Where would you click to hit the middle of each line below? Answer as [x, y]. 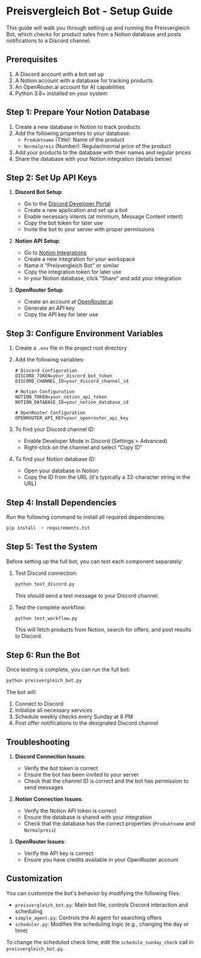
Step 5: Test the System [52, 547]
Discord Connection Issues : [50, 756]
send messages [44, 787]
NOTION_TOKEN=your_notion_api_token [61, 397]
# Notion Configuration [45, 392]
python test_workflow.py [46, 618]
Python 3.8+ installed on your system [61, 93]
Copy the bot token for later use [63, 223]
